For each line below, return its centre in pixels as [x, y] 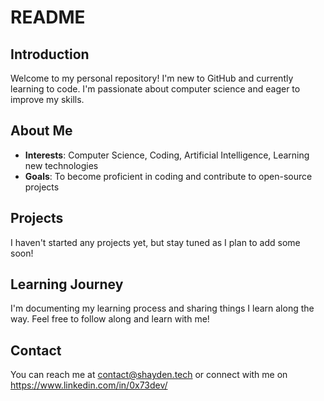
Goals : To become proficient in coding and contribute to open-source [168, 176]
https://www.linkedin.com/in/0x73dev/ [89, 385]
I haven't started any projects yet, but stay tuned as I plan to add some [155, 242]
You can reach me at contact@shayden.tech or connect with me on [149, 375]
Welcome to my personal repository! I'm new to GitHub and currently [152, 78]
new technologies [61, 165]
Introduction [50, 54]
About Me [41, 131]
